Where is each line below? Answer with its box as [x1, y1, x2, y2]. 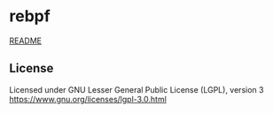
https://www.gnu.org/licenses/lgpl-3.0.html [9, 94, 167, 104]
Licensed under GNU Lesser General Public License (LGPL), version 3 [9, 84, 264, 94]
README [9, 35, 43, 46]
